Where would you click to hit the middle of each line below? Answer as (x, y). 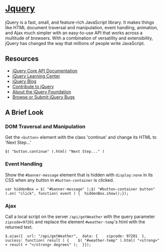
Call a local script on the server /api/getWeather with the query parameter (80, 217)
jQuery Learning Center (36, 76)
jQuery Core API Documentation (45, 71)
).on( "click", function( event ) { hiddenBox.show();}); (67, 193)
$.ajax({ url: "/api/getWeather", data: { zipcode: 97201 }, (76, 236)
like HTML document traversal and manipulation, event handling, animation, (82, 27)
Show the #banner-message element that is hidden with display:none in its (79, 175)
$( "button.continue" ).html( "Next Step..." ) (55, 152)
